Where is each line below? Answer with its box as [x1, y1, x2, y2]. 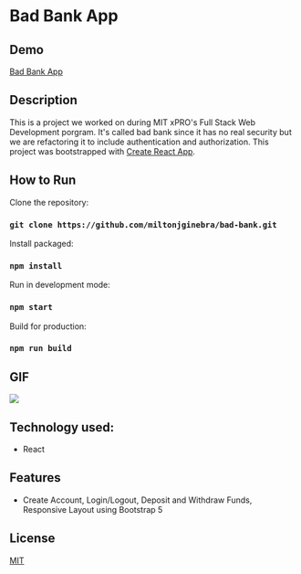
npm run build [9, 344, 72, 354]
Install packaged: [9, 238, 75, 249]
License [9, 531, 56, 547]
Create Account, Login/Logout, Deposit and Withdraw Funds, [22, 494, 253, 505]
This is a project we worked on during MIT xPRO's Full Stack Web [9, 116, 256, 128]
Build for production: [9, 321, 87, 332]
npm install [9, 260, 63, 271]
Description [9, 92, 78, 108]
